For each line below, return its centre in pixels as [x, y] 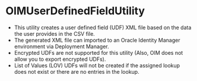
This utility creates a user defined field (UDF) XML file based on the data [103, 27]
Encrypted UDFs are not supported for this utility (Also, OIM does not [99, 52]
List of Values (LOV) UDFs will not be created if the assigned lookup [97, 65]
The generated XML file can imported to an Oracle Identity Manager [97, 40]
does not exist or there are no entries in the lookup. [77, 71]
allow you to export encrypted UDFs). [60, 59]
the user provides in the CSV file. [55, 33]
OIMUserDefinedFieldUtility [75, 11]
